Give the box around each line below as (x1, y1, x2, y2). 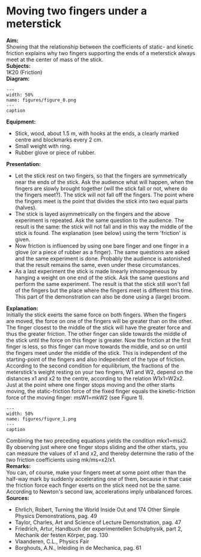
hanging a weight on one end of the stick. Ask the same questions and (14, 274, 190, 281)
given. (14, 236, 31, 243)
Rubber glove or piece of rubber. (14, 149, 96, 156)
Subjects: (6, 62, 31, 70)
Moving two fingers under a (6, 4, 147, 18)
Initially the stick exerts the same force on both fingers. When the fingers (6, 311, 187, 318)
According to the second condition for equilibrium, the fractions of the (6, 362, 179, 369)
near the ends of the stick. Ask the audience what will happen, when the (14, 178, 194, 185)
